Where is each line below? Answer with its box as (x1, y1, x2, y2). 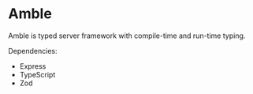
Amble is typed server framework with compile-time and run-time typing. (8, 31, 246, 40)
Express (19, 61, 47, 71)
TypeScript (19, 70, 56, 79)
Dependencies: (8, 46, 58, 55)
